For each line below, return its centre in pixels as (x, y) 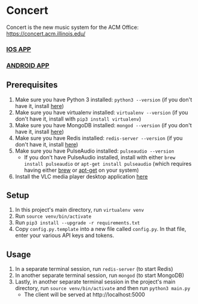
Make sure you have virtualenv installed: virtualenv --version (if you (101, 112)
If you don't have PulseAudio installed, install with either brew (100, 157)
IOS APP (19, 49)
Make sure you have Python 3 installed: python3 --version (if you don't (104, 100)
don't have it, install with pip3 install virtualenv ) (78, 119)
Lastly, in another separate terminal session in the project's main (95, 282)
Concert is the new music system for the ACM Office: (72, 27)
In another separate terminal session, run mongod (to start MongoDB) (99, 276)
